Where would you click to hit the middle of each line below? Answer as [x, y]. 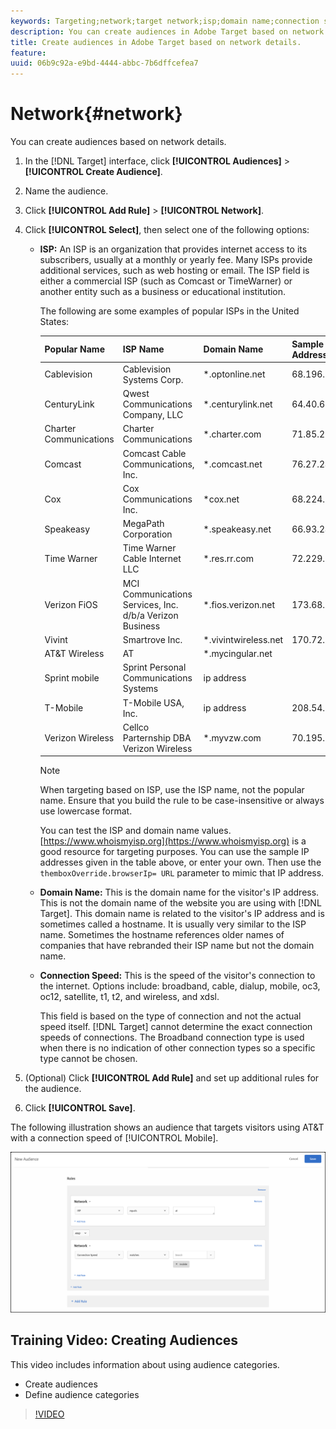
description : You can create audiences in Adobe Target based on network [167, 31]
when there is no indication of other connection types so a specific [177, 1048]
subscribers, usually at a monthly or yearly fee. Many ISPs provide [176, 260]
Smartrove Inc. [152, 639]
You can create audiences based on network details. [118, 142]
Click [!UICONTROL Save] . [80, 1108]
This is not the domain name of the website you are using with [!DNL [180, 903]
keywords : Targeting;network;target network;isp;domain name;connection [165, 21]
